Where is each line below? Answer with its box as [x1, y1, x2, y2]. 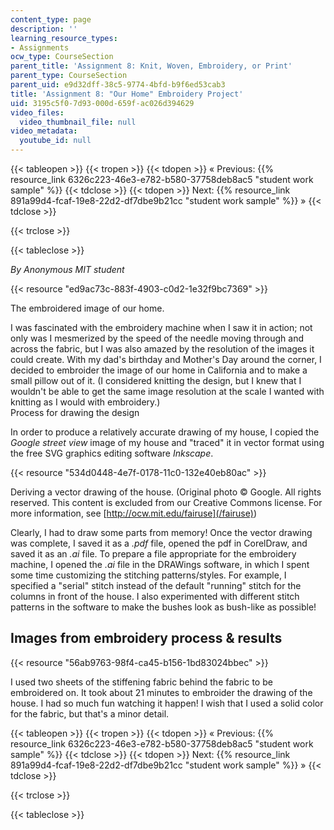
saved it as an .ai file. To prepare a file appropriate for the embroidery [10, 548, 297, 560]
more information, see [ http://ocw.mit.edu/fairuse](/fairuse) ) [10, 507, 257, 519]
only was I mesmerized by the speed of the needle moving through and [10, 332, 305, 344]
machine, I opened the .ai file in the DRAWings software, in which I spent [10, 559, 310, 570]
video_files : [10, 107, 65, 118]
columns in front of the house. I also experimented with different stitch [10, 591, 300, 602]
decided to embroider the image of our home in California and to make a [10, 364, 308, 376]
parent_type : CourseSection [10, 71, 128, 81]
